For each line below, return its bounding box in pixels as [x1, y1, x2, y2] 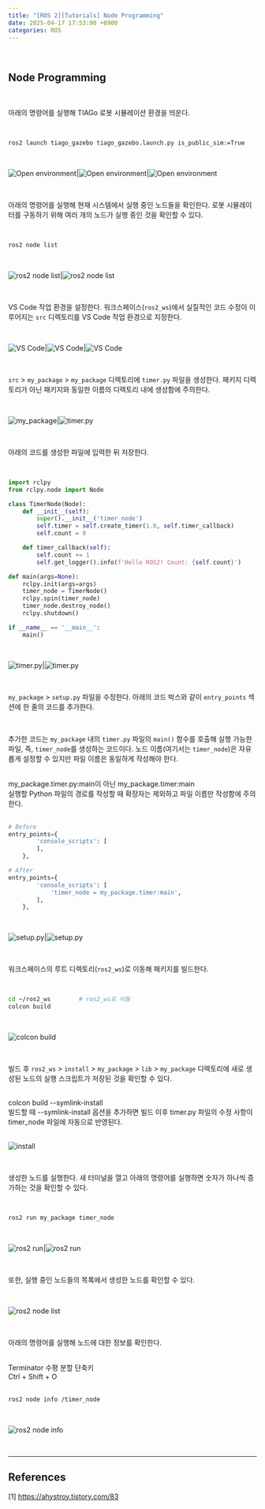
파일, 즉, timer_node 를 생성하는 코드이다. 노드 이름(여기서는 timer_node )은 [8, 744, 237, 753]
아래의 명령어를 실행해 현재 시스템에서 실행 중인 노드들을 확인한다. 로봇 [8, 201, 225, 210]
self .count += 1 [36, 550, 90, 559]
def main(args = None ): [8, 572, 80, 580]
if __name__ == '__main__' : [8, 623, 101, 632]
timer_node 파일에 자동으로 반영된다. [8, 1117, 123, 1127]
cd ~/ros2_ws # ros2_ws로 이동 [8, 996, 131, 1004]
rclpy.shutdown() [22, 610, 80, 617]
